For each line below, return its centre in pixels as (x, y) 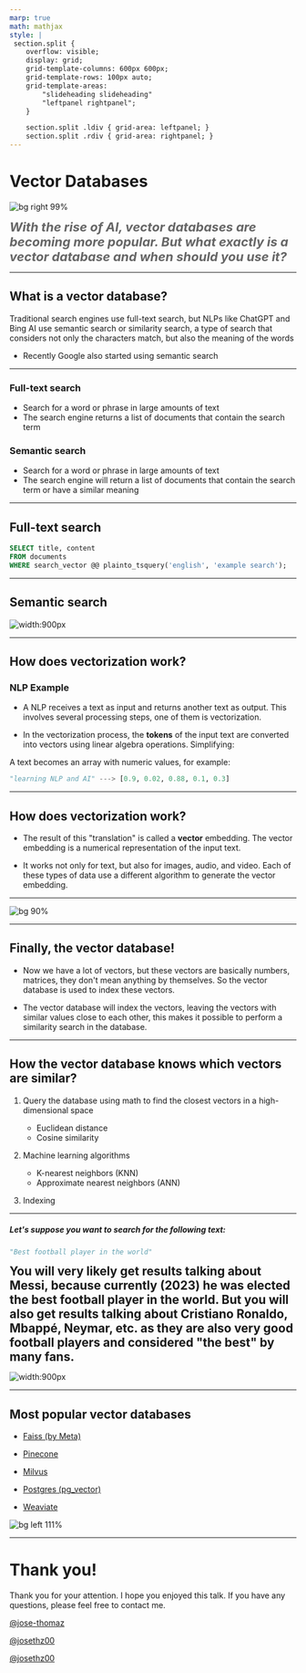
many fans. (42, 1357)
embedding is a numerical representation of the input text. (132, 847)
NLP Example (40, 688)
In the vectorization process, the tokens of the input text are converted (156, 735)
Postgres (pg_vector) (62, 1489)
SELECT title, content (52, 549)
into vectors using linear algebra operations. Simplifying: (128, 744)
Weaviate (40, 1507)
